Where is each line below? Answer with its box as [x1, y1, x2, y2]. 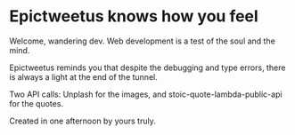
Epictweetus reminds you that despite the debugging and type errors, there [9, 62, 286, 73]
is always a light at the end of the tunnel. [9, 71, 158, 82]
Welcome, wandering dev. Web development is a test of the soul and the [9, 36, 276, 46]
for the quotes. [9, 98, 64, 108]
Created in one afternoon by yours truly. [9, 115, 156, 126]
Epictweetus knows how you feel [9, 6, 258, 27]
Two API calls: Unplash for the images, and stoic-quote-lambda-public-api [9, 89, 283, 99]
